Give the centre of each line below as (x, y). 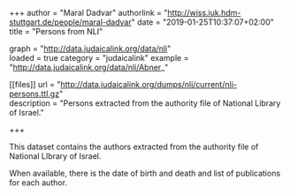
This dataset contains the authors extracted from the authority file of (134, 146)
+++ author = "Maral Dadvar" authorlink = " (88, 13)
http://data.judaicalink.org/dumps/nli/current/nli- (149, 84)
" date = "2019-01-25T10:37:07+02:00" (202, 22)
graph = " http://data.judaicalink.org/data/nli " (90, 49)
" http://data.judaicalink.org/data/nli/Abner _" (89, 67)
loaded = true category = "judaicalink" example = (99, 58)
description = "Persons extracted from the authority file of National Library (145, 103)
